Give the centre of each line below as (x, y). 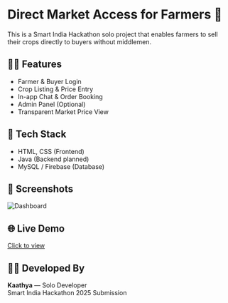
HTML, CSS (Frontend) (51, 151)
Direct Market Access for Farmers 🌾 (115, 15)
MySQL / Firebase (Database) (61, 166)
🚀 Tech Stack (37, 134)
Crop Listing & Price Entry (55, 89)
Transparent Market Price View (63, 112)
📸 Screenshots (40, 189)
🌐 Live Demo (36, 228)
